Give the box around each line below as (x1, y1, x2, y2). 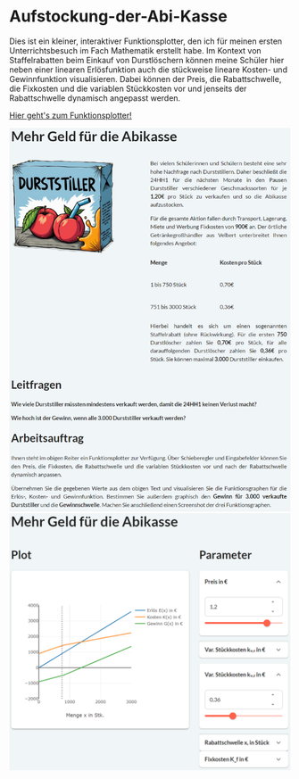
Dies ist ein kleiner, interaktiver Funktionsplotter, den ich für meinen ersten (9, 36, 283, 46)
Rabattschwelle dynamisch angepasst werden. (9, 92, 181, 104)
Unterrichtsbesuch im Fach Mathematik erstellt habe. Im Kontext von (9, 45, 262, 55)
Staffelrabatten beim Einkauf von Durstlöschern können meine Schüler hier (9, 54, 285, 65)
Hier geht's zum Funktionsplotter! (9, 110, 132, 120)
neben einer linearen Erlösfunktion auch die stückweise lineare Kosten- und (9, 64, 288, 75)
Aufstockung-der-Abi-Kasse (9, 6, 228, 27)
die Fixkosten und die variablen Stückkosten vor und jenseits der (9, 83, 247, 94)
